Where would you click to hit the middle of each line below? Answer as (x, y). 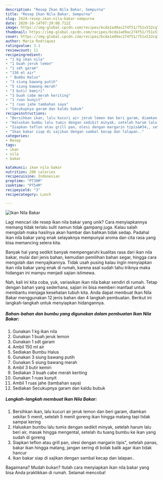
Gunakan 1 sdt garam (34, 342)
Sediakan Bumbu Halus (36, 352)
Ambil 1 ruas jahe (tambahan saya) (47, 383)
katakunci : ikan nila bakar (34, 167)
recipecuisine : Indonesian (33, 176)
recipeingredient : (24, 55)
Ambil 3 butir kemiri (32, 367)
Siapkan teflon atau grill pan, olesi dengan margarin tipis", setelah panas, (85, 442)
